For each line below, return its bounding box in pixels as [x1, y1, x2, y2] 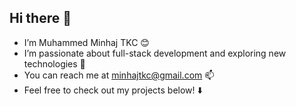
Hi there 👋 [9, 10, 72, 27]
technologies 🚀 [23, 57, 86, 70]
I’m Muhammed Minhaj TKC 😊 [23, 36, 150, 48]
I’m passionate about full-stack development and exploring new [23, 47, 287, 59]
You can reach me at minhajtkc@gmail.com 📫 [23, 69, 215, 81]
